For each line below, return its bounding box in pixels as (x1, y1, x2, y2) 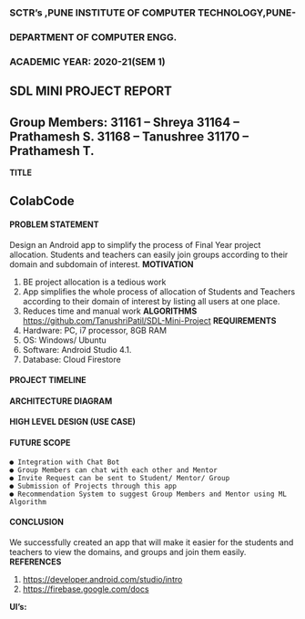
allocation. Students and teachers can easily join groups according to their (9, 249, 289, 260)
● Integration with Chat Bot (9, 458, 120, 467)
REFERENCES (9, 556, 62, 567)
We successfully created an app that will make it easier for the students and (9, 536, 294, 548)
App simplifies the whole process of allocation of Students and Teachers (22, 285, 296, 297)
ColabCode (9, 193, 75, 209)
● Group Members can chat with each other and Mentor (9, 465, 219, 475)
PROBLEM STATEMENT (9, 219, 99, 230)
